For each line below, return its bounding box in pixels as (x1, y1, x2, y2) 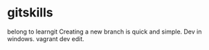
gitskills (7, 5, 53, 21)
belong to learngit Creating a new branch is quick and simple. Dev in (7, 27, 202, 36)
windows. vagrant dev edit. (7, 34, 84, 42)
